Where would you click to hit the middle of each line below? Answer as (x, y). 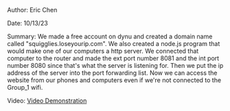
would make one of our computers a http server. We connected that (103, 51)
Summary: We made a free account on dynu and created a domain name (110, 36)
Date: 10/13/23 (27, 23)
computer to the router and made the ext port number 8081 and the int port (113, 58)
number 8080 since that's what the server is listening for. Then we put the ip (115, 65)
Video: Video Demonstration (47, 101)
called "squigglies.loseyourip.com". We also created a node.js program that (114, 44)
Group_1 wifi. (25, 87)
